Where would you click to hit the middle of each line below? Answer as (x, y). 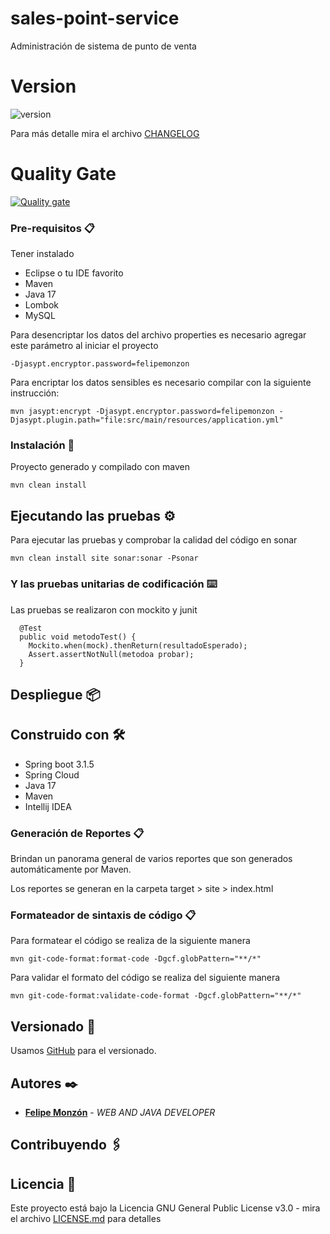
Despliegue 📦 (55, 694)
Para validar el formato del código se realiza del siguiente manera (145, 978)
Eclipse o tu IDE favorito (74, 273)
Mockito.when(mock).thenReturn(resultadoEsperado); (138, 645)
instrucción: (35, 393)
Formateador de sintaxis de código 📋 (103, 915)
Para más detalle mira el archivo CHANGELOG (105, 133)
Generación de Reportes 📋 (77, 833)
